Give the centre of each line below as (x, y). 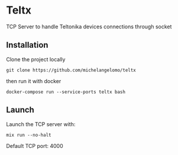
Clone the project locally (36, 59)
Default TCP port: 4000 (35, 146)
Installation (27, 45)
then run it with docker (34, 81)
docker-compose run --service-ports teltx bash (66, 92)
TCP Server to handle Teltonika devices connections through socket (89, 27)
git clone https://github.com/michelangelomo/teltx (71, 70)
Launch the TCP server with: (41, 124)
